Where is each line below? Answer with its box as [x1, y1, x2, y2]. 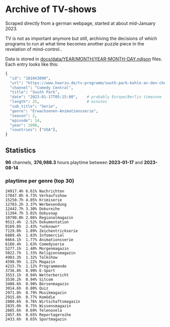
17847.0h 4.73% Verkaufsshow [5, 193, 67, 198]
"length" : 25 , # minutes [10, 99, 108, 104]
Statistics [5, 146, 36, 154]
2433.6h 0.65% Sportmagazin [5, 317, 67, 322]
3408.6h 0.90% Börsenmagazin [5, 282, 69, 287]
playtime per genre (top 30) [5, 177, 74, 184]
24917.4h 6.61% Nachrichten [5, 189, 65, 194]
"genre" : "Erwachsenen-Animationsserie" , [10, 108, 99, 114]
